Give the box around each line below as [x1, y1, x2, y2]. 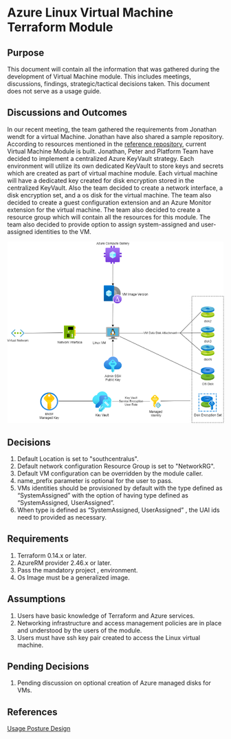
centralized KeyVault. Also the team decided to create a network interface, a [7, 184, 223, 192]
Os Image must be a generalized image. [16, 573, 130, 581]
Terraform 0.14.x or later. [16, 551, 87, 559]
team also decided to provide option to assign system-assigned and [7, 220, 199, 228]
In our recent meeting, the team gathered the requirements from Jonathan [7, 125, 217, 133]
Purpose [7, 47, 45, 58]
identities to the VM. [34, 227, 91, 235]
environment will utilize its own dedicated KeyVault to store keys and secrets [7, 162, 224, 170]
